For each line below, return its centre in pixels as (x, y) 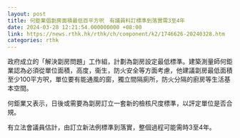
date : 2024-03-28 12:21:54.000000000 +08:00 (75, 27)
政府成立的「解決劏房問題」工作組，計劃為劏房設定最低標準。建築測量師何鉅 (120, 62)
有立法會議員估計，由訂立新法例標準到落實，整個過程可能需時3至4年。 (111, 127)
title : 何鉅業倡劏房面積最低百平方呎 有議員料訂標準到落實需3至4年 (96, 21)
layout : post (27, 14)
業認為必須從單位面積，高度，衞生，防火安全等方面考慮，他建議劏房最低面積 (120, 70)
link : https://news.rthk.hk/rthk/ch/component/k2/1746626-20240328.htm (116, 34)
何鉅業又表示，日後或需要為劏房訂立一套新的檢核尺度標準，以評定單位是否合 (120, 103)
